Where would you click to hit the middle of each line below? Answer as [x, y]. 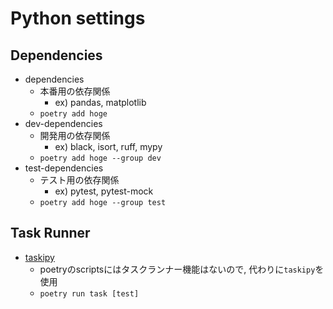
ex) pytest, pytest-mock [104, 191]
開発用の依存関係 [75, 135]
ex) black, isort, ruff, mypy [108, 146]
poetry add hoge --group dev [100, 158]
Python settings [78, 18]
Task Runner [50, 233]
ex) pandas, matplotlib [100, 102]
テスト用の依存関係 [79, 180]
